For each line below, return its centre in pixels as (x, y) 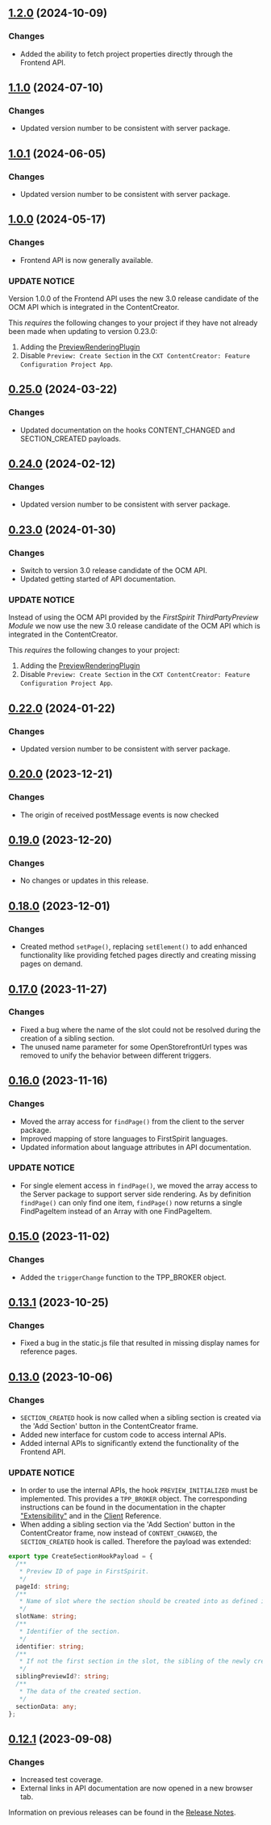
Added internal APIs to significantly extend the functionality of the (129, 1443)
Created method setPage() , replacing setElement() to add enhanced (133, 946)
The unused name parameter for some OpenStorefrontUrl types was (133, 1046)
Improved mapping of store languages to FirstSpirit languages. (124, 1138)
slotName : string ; (47, 1617)
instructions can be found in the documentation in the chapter (123, 1507)
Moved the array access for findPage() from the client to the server (132, 1121)
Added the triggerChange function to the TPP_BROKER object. (123, 1277)
